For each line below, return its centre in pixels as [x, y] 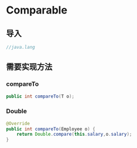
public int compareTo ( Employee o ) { [51, 129]
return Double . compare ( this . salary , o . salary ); [74, 134]
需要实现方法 [29, 67]
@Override [18, 123]
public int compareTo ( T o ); [40, 96]
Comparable [37, 10]
